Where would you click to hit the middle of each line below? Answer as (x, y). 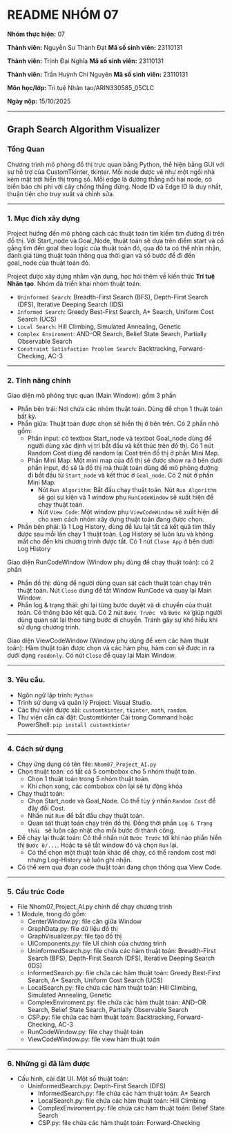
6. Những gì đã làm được (49, 1064)
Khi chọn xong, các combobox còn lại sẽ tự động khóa (105, 786)
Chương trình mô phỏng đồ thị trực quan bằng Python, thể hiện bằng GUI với (116, 164)
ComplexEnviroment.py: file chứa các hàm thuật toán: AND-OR (117, 1002)
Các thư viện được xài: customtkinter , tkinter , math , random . (102, 710)
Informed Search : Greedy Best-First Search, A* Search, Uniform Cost (115, 311)
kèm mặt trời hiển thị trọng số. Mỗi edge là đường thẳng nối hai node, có (110, 179)
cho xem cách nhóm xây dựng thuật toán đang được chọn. (121, 519)
